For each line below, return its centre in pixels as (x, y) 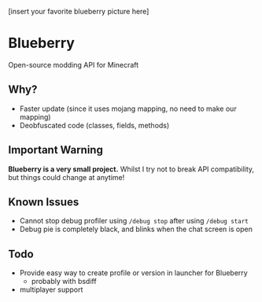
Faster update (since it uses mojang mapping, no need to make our (128, 109)
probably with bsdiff (64, 282)
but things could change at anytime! (66, 177)
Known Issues (44, 202)
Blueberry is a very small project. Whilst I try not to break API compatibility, (131, 169)
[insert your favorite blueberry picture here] (79, 11)
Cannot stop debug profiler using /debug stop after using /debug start (134, 221)
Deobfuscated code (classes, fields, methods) (94, 125)
